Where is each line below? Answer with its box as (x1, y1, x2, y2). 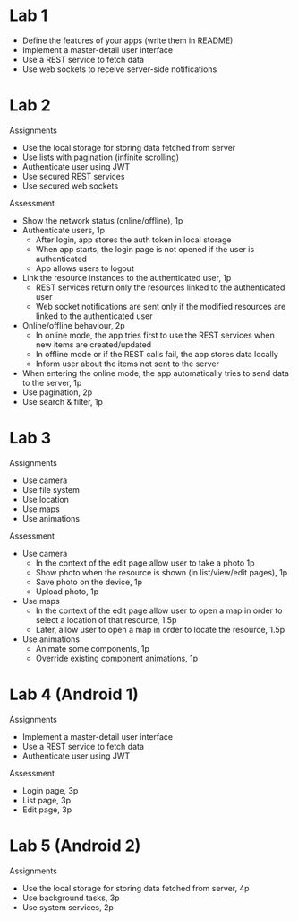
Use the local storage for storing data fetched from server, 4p (21, 882, 250, 893)
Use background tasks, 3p (21, 892, 120, 903)
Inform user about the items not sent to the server (35, 358, 220, 369)
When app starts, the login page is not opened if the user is (35, 243, 255, 254)
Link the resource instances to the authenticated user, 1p (21, 272, 232, 283)
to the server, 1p (21, 377, 82, 388)
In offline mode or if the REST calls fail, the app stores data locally (35, 348, 279, 359)
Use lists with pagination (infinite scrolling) (21, 152, 180, 162)
